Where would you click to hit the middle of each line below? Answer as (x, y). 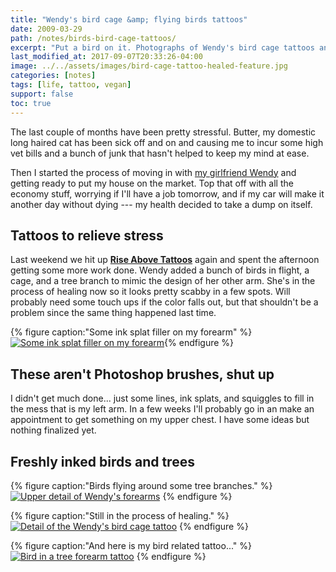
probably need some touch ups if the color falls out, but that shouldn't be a (164, 302)
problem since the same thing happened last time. (113, 313)
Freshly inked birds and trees (102, 461)
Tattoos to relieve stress (87, 235)
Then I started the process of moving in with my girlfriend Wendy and (153, 172)
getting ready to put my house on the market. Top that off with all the (152, 183)
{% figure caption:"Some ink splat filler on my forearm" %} (131, 332)
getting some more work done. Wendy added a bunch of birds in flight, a (160, 270)
